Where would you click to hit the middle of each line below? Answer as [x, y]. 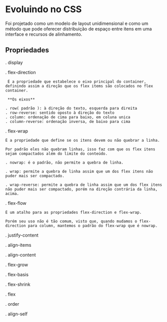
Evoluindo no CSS [44, 9]
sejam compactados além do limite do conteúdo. [57, 153]
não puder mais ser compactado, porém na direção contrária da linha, [81, 189]
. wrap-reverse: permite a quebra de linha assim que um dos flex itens [84, 185]
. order [12, 304]
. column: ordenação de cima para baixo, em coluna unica [68, 117]
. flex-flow [16, 203]
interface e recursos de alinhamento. [44, 34]
